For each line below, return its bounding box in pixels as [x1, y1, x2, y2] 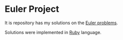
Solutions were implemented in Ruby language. [4, 29, 102, 35]
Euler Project [4, 3, 59, 15]
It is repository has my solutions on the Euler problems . [4, 20, 118, 26]
